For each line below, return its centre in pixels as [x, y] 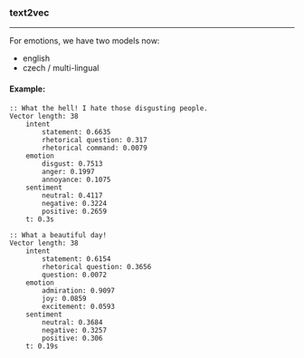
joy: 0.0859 [65, 298]
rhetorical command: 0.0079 [95, 148]
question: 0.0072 [74, 275]
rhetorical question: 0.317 [95, 140]
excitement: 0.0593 [79, 306]
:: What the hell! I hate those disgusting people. [109, 108]
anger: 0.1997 [68, 171]
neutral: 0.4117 [72, 195]
